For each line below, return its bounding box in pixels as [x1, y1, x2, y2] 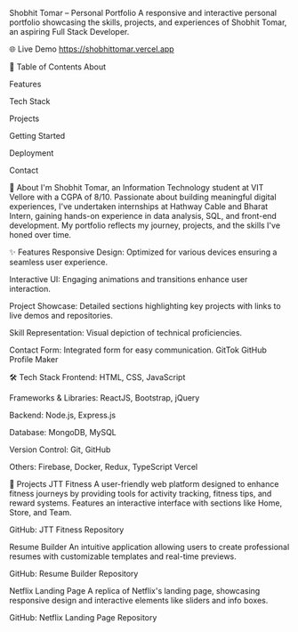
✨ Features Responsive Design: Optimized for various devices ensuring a [9, 247, 278, 257]
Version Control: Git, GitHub [9, 444, 111, 455]
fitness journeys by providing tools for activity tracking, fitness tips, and [9, 489, 272, 498]
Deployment [9, 148, 54, 158]
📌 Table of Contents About [9, 61, 107, 72]
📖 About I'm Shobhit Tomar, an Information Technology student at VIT [9, 182, 264, 192]
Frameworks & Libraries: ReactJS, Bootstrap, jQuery [9, 393, 200, 403]
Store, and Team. [9, 507, 73, 517]
